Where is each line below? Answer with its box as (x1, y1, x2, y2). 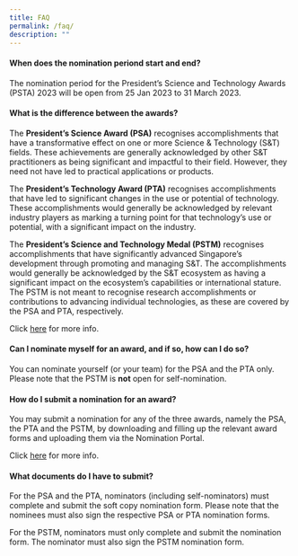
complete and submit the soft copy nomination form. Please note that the (9, 500, 280, 511)
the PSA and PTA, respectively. (9, 305, 124, 316)
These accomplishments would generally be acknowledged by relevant (9, 202, 273, 213)
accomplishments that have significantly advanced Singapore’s (9, 248, 242, 259)
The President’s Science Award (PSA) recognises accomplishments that (9, 128, 279, 138)
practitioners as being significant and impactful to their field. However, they (9, 156, 287, 167)
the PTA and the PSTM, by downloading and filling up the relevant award (9, 423, 278, 434)
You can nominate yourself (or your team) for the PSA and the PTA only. (9, 363, 276, 374)
